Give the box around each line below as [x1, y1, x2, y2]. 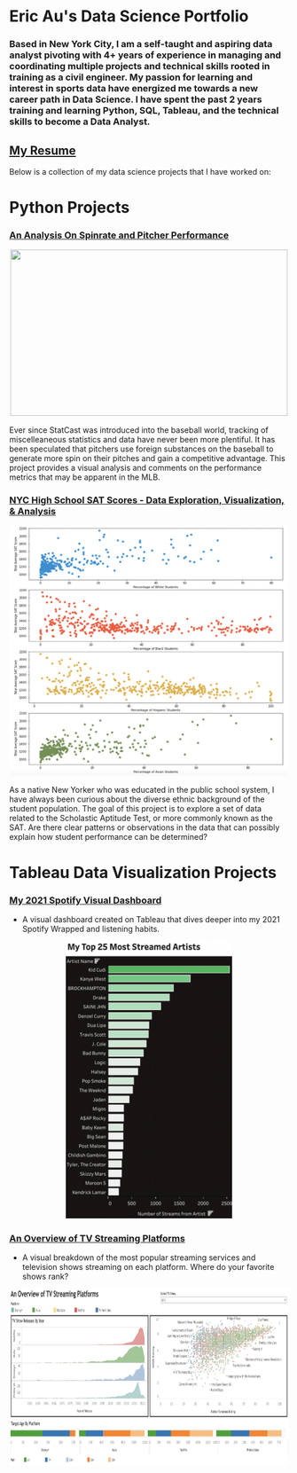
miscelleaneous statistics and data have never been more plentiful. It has [9, 435, 276, 445]
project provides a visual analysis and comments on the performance [9, 463, 262, 474]
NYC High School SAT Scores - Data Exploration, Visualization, [9, 494, 285, 506]
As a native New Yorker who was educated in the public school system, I [9, 784, 275, 795]
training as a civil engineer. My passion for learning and [9, 71, 254, 83]
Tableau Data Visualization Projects [9, 862, 277, 882]
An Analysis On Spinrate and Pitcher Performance [9, 229, 229, 241]
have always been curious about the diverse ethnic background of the [9, 794, 265, 804]
